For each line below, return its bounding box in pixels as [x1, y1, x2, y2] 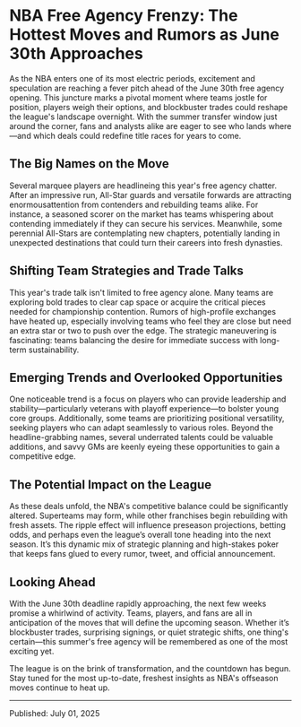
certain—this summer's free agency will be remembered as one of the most [9, 636, 288, 646]
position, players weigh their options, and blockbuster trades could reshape [9, 101, 288, 112]
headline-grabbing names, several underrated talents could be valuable [9, 432, 273, 443]
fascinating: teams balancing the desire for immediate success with [9, 334, 258, 345]
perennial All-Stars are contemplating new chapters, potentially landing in [9, 228, 280, 238]
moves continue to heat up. [9, 682, 110, 693]
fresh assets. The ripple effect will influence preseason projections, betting [9, 520, 287, 531]
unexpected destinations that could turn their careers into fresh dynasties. [9, 237, 284, 247]
